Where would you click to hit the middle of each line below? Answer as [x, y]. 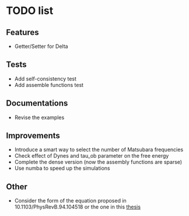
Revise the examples [39, 117]
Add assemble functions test [49, 85]
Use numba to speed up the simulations [62, 168]
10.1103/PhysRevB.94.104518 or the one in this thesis [78, 207]
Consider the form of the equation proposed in [70, 201]
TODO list [30, 11]
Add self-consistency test [45, 79]
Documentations [37, 103]
